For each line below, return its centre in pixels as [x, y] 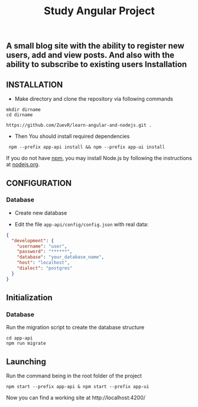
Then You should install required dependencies [72, 136]
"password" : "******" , [45, 252]
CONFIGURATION [39, 183]
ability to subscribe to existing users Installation [97, 64]
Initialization [30, 298]
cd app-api [20, 338]
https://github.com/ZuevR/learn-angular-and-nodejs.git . [79, 126]
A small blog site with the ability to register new [95, 46]
